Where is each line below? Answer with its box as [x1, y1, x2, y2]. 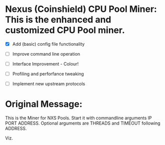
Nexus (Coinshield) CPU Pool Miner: [5, 3, 158, 15]
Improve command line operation [12, 51, 81, 57]
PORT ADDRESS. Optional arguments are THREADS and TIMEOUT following [5, 120, 161, 126]
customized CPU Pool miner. [5, 25, 125, 36]
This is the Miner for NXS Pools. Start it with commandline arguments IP [5, 115, 152, 121]
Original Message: [5, 98, 82, 110]
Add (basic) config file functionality [12, 41, 85, 47]
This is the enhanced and [5, 14, 111, 25]
